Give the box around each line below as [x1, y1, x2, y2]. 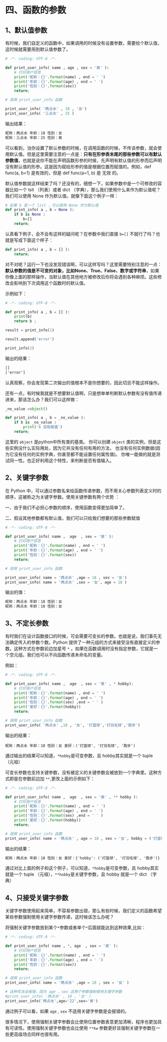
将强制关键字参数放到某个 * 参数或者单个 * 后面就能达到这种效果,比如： [5, 924, 146, 930]
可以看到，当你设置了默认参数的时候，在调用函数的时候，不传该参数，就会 [5, 145, 158, 151]
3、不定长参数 [5, 619, 49, 628]
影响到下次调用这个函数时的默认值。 [13, 280, 88, 286]
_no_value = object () [5, 406, 48, 411]
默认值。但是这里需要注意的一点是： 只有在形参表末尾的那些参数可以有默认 [9, 151, 162, 157]
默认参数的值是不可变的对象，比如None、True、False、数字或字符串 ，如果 [5, 267, 160, 273]
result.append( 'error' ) [5, 337, 55, 342]
